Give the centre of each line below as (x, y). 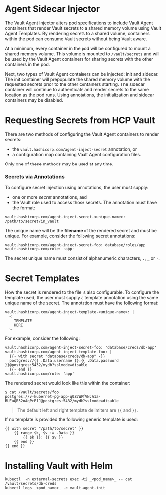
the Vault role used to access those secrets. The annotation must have (84, 203)
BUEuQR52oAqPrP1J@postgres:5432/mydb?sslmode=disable (62, 401)
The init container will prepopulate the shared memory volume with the (78, 79)
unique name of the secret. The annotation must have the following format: (82, 303)
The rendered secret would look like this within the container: (68, 383)
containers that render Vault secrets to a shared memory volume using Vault (83, 28)
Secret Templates (42, 279)
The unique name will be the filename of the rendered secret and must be (81, 231)
